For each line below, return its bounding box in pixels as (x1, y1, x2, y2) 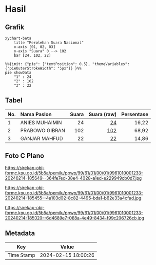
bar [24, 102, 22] (14, 53, 51, 58)
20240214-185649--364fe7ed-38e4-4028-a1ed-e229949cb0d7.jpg (5, 175, 142, 181)
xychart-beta (5, 36, 32, 41)
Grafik (5, 23, 24, 31)
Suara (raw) (88, 111, 117, 118)
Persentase (121, 111, 149, 118)
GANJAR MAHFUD (20, 135, 63, 142)
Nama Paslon (20, 111, 52, 118)
